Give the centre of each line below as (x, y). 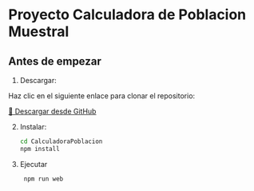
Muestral (39, 32)
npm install (40, 149)
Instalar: (33, 127)
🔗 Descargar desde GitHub (52, 111)
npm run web (44, 179)
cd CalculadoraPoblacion (61, 141)
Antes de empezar (55, 61)
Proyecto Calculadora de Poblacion (127, 15)
